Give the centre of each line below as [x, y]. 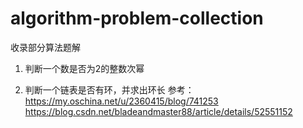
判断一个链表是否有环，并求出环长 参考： [109, 89]
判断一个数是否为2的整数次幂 [84, 68]
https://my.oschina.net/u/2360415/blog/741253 [121, 101]
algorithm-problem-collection [137, 18]
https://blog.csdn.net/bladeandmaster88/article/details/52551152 [158, 111]
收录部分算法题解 [45, 47]
